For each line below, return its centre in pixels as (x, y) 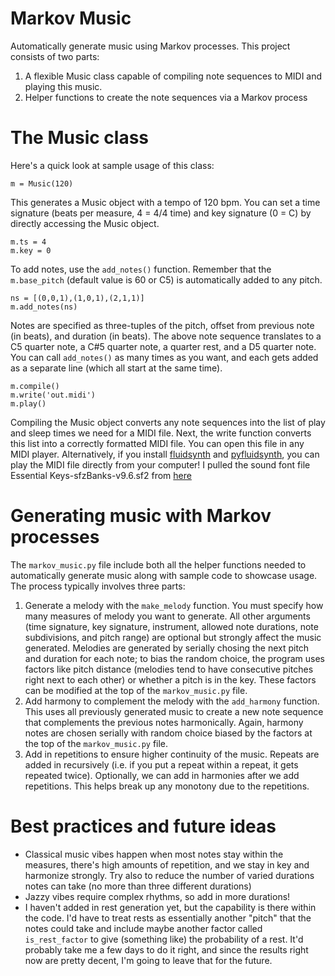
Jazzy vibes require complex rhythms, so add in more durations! (157, 896)
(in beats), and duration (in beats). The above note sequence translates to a (166, 336)
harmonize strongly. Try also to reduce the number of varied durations (169, 875)
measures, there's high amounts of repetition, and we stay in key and (167, 864)
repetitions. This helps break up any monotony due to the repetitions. (167, 786)
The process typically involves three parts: (98, 586)
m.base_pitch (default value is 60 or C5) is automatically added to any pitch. (166, 279)
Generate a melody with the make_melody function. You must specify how (174, 605)
